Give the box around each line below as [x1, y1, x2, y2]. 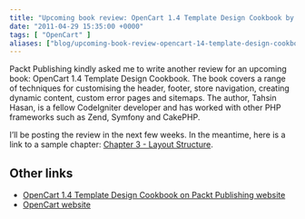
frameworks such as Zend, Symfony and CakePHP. [9, 112, 201, 123]
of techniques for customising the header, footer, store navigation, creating [9, 83, 290, 94]
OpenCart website [22, 199, 91, 210]
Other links [9, 165, 74, 181]
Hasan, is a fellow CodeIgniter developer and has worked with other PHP [9, 102, 281, 114]
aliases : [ [9, 38, 51, 48]
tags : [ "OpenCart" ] [9, 30, 92, 39]
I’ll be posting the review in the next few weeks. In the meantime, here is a [9, 129, 286, 141]
